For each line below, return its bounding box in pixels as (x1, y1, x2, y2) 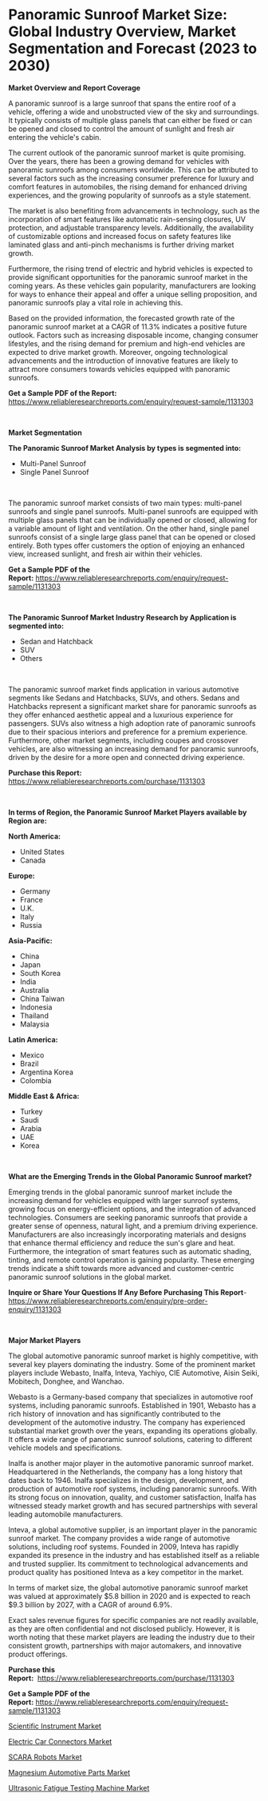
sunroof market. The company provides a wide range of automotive (8, 1533, 231, 1543)
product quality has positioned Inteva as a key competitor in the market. (8, 1567, 244, 1576)
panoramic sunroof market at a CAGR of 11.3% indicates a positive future (8, 321, 247, 331)
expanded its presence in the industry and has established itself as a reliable (8, 1550, 260, 1560)
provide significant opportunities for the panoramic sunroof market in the (8, 272, 248, 281)
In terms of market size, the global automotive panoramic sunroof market (8, 1583, 249, 1592)
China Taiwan (19, 994, 65, 1003)
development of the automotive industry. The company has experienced (8, 1417, 246, 1427)
